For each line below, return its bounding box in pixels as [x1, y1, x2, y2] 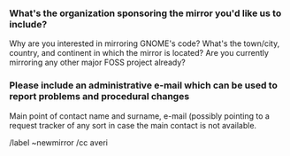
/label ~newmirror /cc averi [9, 136, 109, 148]
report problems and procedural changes [9, 90, 190, 103]
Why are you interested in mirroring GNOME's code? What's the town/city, [9, 38, 280, 49]
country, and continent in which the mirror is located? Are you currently [9, 48, 270, 58]
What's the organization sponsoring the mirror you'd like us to [9, 7, 282, 19]
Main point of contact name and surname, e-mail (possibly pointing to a [9, 110, 270, 121]
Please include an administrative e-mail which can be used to [9, 79, 279, 91]
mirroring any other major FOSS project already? [9, 57, 186, 68]
